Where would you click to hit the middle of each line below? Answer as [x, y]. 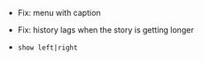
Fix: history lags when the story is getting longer [105, 30]
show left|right [47, 48]
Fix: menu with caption [59, 13]
